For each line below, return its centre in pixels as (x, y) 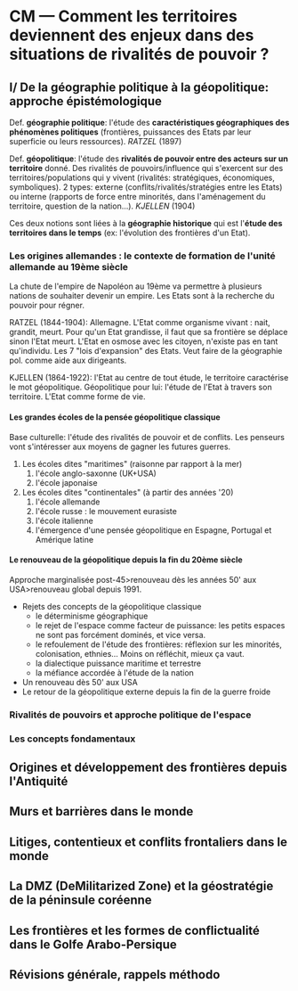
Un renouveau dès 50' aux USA (80, 682)
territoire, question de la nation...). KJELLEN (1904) (102, 206)
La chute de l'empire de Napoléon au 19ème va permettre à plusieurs (136, 286)
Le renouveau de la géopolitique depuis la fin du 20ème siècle (126, 560)
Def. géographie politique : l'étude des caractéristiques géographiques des (149, 123)
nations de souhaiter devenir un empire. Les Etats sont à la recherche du (142, 296)
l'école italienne (64, 520)
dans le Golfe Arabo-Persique (93, 944)
